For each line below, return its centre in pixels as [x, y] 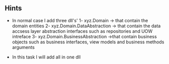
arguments [23, 47]
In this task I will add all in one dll [46, 57]
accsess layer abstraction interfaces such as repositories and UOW [82, 31]
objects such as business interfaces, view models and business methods [88, 42]
